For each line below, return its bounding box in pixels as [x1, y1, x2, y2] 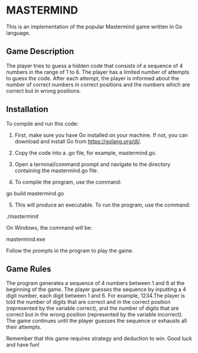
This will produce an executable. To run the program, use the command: [14, 201, 190, 208]
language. [6, 29, 31, 36]
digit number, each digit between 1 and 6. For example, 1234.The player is [6, 292, 185, 299]
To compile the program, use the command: [14, 178, 122, 185]
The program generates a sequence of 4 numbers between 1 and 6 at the [6, 280, 185, 287]
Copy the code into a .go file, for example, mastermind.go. [14, 149, 157, 156]
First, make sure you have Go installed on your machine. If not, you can [14, 131, 188, 139]
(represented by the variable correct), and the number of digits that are [6, 305, 179, 312]
